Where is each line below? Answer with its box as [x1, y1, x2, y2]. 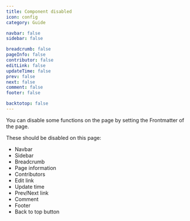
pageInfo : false [6, 52, 46, 58]
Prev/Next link [14, 189, 49, 196]
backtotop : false [6, 101, 49, 106]
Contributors [14, 170, 46, 178]
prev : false [6, 73, 35, 79]
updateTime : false [6, 68, 51, 74]
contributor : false [6, 57, 54, 63]
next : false [6, 79, 35, 85]
